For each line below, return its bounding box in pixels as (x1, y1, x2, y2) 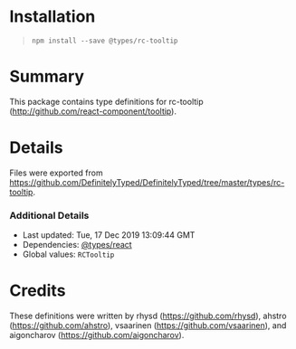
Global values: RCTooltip (22, 249, 115, 259)
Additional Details (9, 209, 90, 222)
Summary (9, 66, 84, 87)
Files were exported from (9, 167, 103, 178)
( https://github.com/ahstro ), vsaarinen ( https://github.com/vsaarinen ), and (9, 320, 287, 331)
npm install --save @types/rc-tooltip (31, 36, 178, 45)
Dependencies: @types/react (22, 240, 133, 250)
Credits (9, 280, 66, 301)
